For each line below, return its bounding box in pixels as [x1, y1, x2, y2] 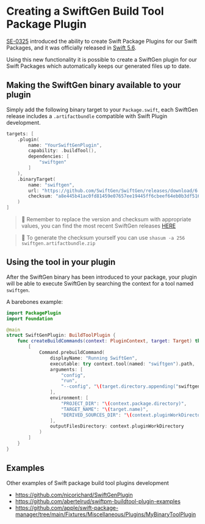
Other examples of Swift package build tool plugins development [6, 479, 169, 487]
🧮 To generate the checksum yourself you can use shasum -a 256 [21, 234, 185, 241]
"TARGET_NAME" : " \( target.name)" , [60, 406, 149, 412]
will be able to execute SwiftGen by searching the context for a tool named [6, 279, 194, 287]
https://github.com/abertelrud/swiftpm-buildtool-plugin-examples [15, 497, 181, 505]
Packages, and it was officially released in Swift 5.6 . [6, 44, 137, 51]
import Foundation [6, 316, 53, 322]
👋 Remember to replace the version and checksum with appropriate [21, 216, 192, 223]
